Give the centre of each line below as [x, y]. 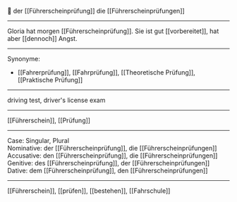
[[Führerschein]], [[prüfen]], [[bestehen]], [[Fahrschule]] [89, 191]
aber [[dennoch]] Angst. [42, 38]
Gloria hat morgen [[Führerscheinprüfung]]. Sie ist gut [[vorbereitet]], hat [113, 31]
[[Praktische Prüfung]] [50, 80]
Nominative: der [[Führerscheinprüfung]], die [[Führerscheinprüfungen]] [112, 148]
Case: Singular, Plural [38, 140]
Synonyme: [24, 59]
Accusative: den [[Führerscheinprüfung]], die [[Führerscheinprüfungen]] [113, 156]
